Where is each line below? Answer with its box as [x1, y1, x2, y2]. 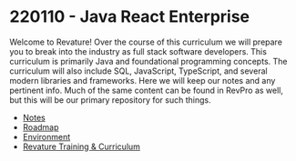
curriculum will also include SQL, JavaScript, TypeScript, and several [9, 65, 268, 76]
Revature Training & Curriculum [22, 141, 141, 152]
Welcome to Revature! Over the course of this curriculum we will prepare [9, 36, 282, 47]
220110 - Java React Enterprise [9, 6, 250, 27]
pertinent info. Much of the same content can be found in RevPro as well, [9, 85, 284, 96]
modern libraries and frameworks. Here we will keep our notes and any [9, 75, 276, 86]
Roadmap [22, 121, 59, 133]
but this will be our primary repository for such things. [9, 94, 211, 106]
